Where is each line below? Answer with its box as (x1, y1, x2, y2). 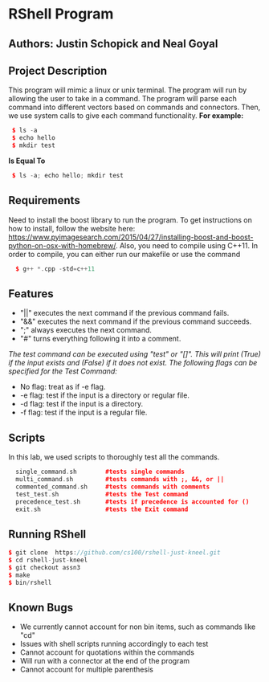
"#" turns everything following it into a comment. (19, 334, 181, 344)
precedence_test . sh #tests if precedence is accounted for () (15, 497, 250, 506)
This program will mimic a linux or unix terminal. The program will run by (8, 85, 247, 95)
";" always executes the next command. (19, 325, 153, 335)
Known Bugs (8, 601, 74, 615)
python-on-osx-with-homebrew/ (8, 240, 116, 250)
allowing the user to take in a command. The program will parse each (8, 94, 237, 104)
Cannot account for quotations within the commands (19, 647, 195, 657)
